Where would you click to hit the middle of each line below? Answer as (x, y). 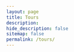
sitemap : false (25, 34)
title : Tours (23, 17)
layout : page (23, 12)
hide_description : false (37, 28)
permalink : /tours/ (31, 39)
